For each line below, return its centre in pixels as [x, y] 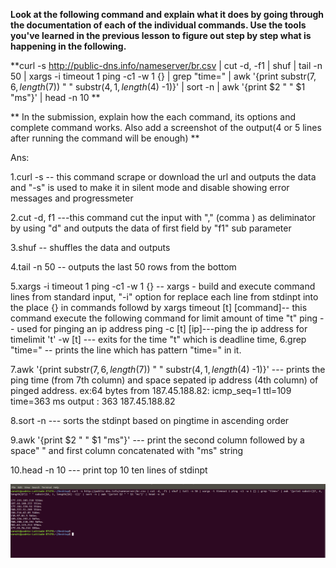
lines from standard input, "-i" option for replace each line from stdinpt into [164, 297]
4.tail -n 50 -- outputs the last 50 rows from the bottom [123, 267]
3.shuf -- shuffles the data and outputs [90, 247]
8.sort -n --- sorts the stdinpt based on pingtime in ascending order [150, 420]
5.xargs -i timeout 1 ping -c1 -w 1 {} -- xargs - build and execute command [163, 286]
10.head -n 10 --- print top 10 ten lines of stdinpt [109, 470]
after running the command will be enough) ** [105, 138]
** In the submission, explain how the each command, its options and [153, 117]
